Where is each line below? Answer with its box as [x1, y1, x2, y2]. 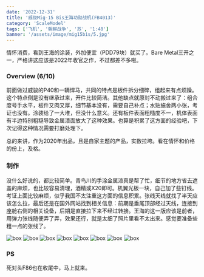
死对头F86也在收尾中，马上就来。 [6, 264, 91, 272]
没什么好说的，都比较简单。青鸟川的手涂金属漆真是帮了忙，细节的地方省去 [6, 177, 192, 184]
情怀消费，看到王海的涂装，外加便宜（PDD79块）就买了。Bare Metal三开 [6, 49, 189, 56]
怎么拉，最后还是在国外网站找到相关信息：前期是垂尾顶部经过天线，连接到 [11, 199, 198, 207]
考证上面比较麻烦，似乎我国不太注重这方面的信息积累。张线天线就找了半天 [6, 192, 192, 199]
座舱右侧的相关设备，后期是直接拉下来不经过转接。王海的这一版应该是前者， [6, 207, 198, 214]
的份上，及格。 [6, 145, 44, 152]
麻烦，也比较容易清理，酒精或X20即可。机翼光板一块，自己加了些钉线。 [16, 184, 197, 191]
